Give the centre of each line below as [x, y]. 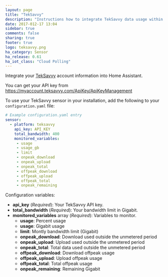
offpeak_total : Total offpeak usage [56, 264]
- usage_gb [28, 148]
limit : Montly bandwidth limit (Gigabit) [59, 232]
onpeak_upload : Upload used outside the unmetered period [82, 242]
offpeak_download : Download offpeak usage [67, 253]
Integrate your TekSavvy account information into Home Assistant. [74, 76]
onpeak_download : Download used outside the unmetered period [89, 237]
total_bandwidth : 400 [37, 134]
